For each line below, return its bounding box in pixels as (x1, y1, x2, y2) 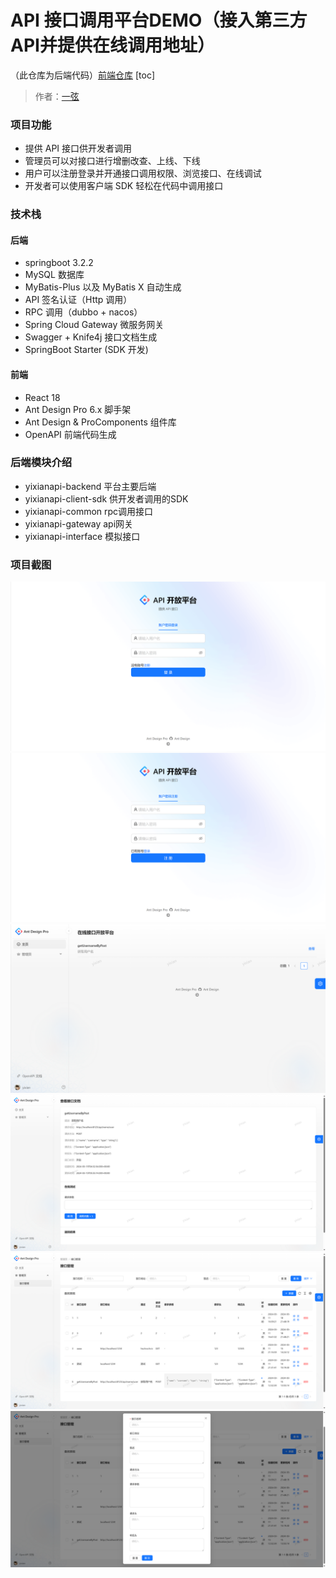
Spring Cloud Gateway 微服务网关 (24, 319, 165, 331)
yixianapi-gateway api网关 (24, 517, 134, 530)
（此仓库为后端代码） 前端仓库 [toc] (10, 69, 155, 81)
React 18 (24, 391, 61, 403)
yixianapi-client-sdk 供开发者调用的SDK (24, 492, 189, 505)
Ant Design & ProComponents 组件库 (24, 416, 177, 428)
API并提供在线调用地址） (10, 34, 215, 57)
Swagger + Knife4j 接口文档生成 (24, 331, 158, 343)
